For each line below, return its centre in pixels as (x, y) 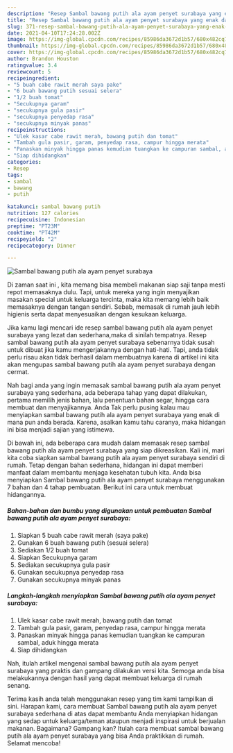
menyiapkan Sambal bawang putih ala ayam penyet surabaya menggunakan (116, 480)
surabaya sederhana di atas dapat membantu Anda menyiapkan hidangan (113, 714)
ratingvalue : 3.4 (32, 65)
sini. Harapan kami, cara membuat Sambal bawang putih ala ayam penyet (112, 707)
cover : (17, 53)
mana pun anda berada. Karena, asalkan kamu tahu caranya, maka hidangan (116, 422)
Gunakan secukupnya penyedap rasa (70, 573)
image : (17, 40)
